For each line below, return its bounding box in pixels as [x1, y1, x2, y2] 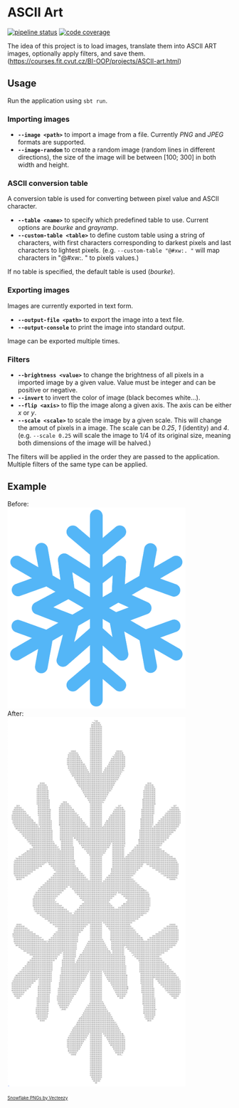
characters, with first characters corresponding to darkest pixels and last [17, 239, 231, 247]
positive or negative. [17, 385, 78, 394]
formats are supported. [17, 138, 86, 147]
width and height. [17, 161, 70, 169]
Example [7, 481, 47, 493]
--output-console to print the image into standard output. [17, 323, 186, 331]
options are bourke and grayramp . [17, 224, 119, 232]
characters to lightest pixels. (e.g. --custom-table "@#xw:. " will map [17, 246, 221, 255]
